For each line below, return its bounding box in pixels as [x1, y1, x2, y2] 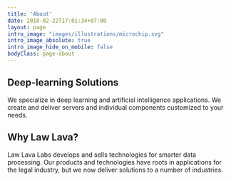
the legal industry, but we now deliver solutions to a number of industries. [7, 165, 223, 174]
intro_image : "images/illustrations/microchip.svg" [7, 30, 164, 38]
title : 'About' [7, 10, 53, 18]
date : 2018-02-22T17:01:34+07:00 [7, 17, 107, 24]
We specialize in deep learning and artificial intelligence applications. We [7, 95, 222, 104]
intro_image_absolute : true [7, 37, 91, 44]
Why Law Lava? [7, 131, 79, 143]
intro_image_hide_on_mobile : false [7, 43, 113, 51]
